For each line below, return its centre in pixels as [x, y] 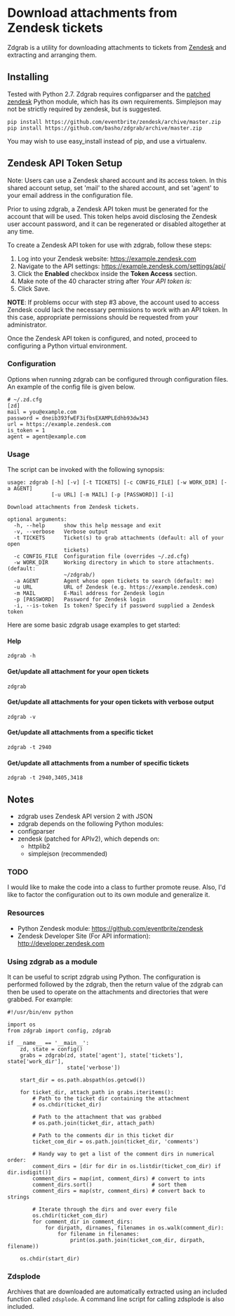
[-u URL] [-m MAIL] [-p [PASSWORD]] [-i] [113, 495]
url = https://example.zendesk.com [59, 424]
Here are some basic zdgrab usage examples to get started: [94, 625]
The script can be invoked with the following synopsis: [86, 470]
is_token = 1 [26, 430]
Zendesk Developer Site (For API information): [84, 936]
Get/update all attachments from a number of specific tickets [98, 763]
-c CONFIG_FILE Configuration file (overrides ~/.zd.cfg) [102, 557]
